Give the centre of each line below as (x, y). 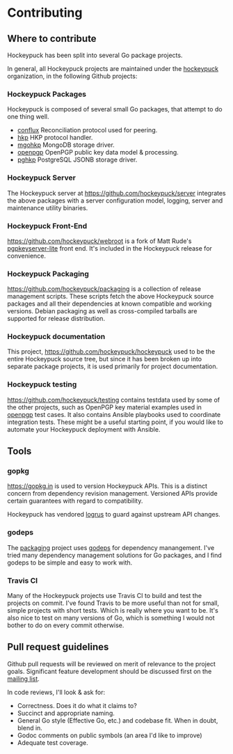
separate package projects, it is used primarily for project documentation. (113, 366)
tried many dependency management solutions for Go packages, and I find (115, 555)
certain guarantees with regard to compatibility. (75, 501)
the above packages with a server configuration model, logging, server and (115, 201)
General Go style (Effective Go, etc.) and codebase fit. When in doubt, (118, 720)
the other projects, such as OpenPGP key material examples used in (104, 407)
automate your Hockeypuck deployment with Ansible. (84, 429)
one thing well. (28, 117)
